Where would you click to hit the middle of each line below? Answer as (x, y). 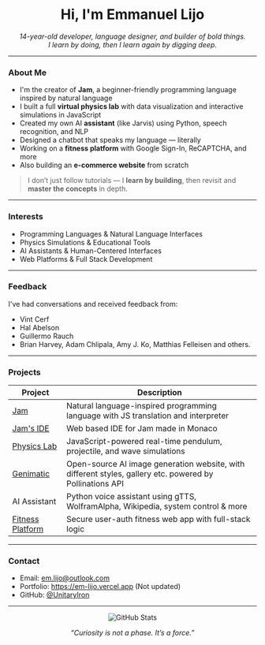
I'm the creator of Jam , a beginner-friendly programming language (128, 90)
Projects (24, 372)
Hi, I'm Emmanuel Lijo (132, 15)
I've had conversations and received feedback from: (93, 304)
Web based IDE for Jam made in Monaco (142, 429)
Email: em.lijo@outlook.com (65, 578)
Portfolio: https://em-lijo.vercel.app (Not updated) (100, 587)
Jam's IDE (31, 429)
